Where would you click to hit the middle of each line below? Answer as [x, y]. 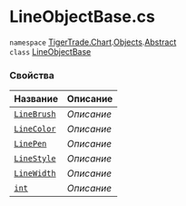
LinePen [30, 144]
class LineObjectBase [50, 51]
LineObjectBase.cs [83, 17]
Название [36, 99]
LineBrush [35, 114]
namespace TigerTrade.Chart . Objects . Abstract [93, 42]
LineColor [35, 129]
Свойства [32, 75]
